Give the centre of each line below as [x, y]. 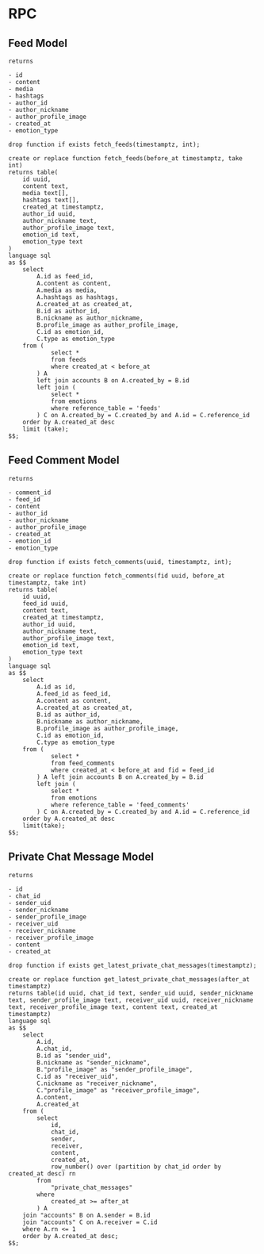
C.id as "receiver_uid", [78, 1076]
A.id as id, [57, 687]
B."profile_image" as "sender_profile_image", [115, 1069]
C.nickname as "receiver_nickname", [97, 1083]
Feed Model [38, 43]
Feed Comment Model [64, 460]
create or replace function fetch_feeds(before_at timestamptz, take [126, 159]
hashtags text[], [51, 200]
